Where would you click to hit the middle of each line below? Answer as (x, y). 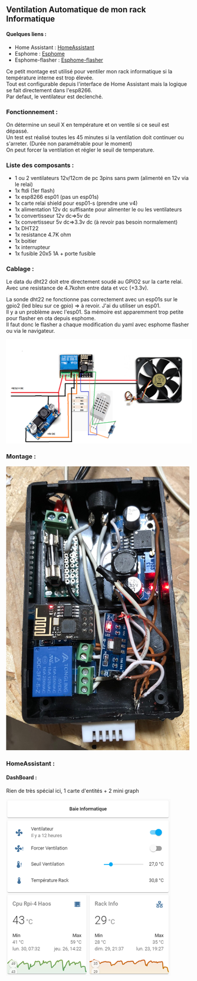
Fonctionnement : (32, 112)
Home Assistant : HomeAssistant (54, 47)
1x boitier (26, 241)
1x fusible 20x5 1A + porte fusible (55, 253)
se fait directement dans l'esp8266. (49, 90)
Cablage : (20, 269)
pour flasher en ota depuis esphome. (51, 319)
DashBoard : (22, 777)
